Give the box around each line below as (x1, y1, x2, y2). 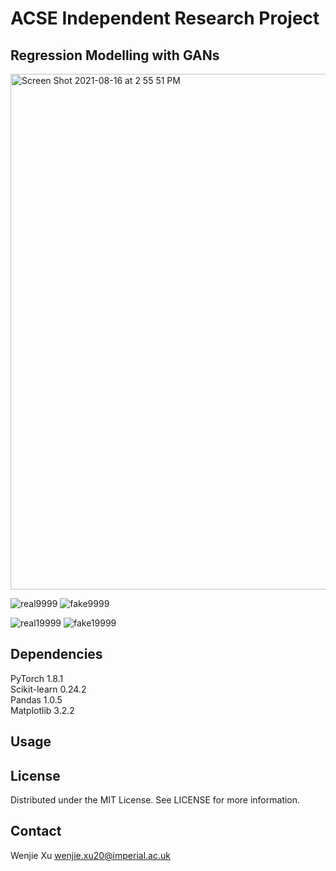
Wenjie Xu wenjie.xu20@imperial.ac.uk (10, 849, 171, 861)
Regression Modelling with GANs (10, 47, 220, 64)
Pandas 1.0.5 (10, 693, 63, 706)
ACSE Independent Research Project (10, 7, 320, 30)
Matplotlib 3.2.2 (10, 704, 75, 716)
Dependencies (10, 646, 103, 663)
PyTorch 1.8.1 (10, 672, 64, 684)
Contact (10, 823, 62, 840)
